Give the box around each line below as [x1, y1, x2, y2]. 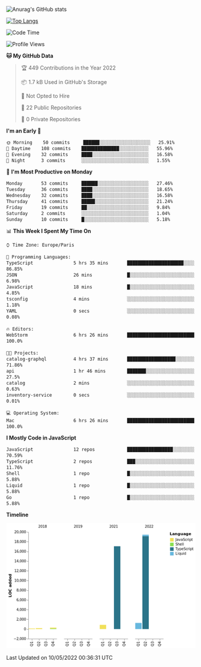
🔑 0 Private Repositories [20, 116, 81, 122]
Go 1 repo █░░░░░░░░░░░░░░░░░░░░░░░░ [6, 495, 195, 501]
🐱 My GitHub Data [6, 52, 54, 59]
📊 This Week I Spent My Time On [6, 228, 91, 234]
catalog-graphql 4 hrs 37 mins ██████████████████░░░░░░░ [6, 356, 195, 362]
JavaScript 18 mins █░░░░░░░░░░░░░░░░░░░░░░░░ [6, 284, 195, 290]
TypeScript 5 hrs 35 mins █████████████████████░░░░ [6, 260, 195, 266]
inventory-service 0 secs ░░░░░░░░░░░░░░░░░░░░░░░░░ [6, 392, 195, 398]
